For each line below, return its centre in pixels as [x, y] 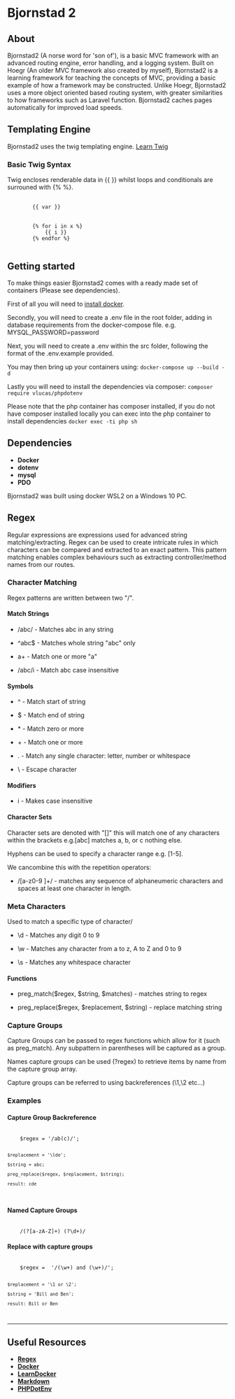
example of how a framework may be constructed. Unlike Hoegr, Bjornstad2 [117, 85]
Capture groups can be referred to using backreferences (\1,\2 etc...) [106, 1083]
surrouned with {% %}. [40, 188]
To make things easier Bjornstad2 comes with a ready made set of [102, 283]
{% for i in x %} [57, 226]
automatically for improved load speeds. [65, 107]
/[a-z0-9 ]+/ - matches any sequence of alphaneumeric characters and [120, 880]
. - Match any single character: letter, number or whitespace [104, 756]
